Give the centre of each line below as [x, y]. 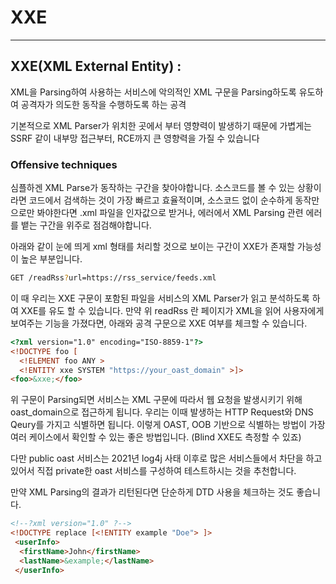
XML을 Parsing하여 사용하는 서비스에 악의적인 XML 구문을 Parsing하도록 [153, 92]
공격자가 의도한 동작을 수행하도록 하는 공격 [103, 104]
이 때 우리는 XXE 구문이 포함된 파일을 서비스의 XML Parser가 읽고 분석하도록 [160, 298]
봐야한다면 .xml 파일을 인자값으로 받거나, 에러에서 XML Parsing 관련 [170, 213]
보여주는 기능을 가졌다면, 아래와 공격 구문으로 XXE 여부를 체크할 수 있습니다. [159, 323]
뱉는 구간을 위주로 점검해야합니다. [86, 225]
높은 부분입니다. [51, 259]
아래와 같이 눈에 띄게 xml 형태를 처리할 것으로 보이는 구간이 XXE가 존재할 [152, 247]
